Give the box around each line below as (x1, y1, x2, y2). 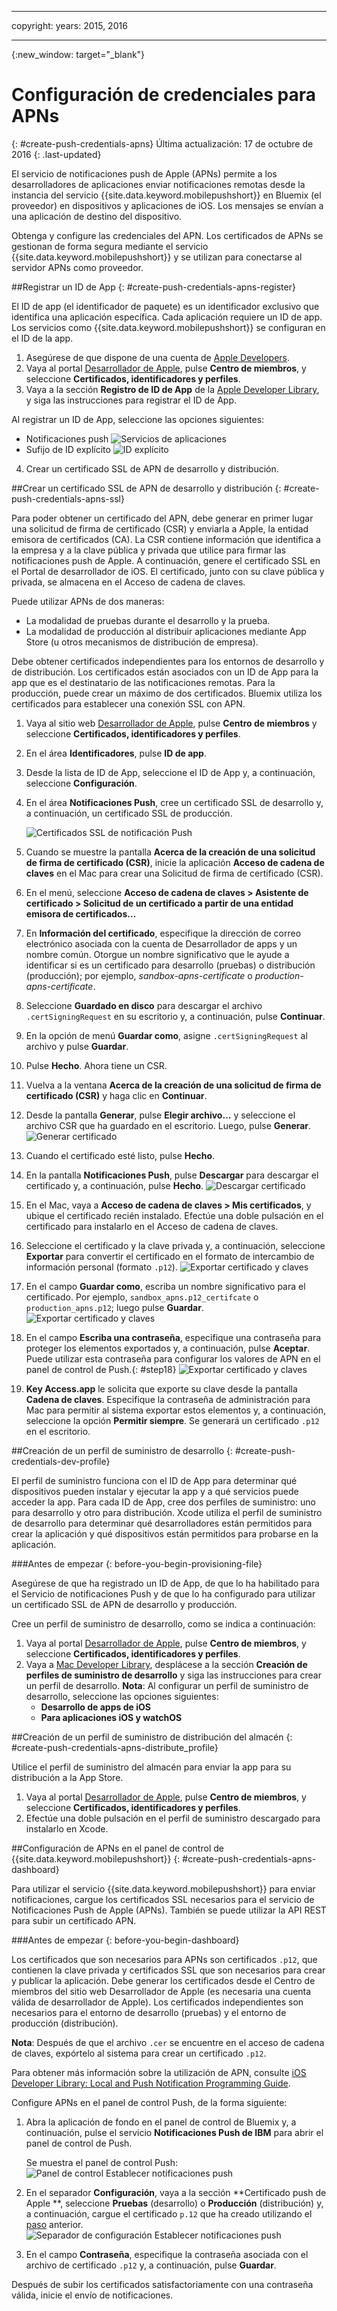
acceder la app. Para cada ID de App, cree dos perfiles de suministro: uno (11, 1496, 316, 1508)
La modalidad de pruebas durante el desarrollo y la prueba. (25, 614, 271, 626)
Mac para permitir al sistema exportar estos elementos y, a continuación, (25, 1404, 327, 1416)
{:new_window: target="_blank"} (11, 49, 146, 60)
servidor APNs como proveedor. (11, 261, 144, 273)
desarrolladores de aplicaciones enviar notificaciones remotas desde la (11, 178, 306, 190)
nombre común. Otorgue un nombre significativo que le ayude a (25, 948, 290, 960)
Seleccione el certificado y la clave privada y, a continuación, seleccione (25, 1239, 326, 1251)
